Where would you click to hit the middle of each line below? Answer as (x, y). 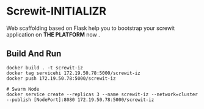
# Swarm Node (23, 89)
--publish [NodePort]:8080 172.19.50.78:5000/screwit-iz (80, 100)
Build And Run (34, 54)
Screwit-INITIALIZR (56, 11)
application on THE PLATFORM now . (53, 34)
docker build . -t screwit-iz (45, 68)
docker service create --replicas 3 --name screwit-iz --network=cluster (102, 94)
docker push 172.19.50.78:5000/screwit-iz (61, 78)
